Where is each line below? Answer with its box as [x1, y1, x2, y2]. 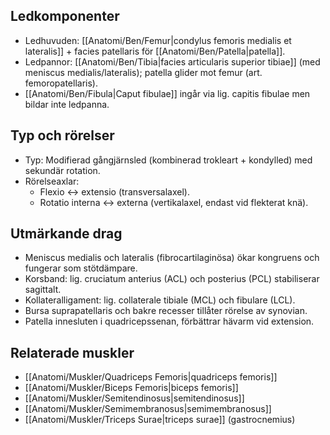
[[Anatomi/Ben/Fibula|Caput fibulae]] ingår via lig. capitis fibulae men [24, 87, 311, 99]
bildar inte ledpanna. [24, 98, 110, 110]
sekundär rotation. [24, 164, 101, 176]
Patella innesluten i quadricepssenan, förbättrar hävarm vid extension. [24, 315, 315, 328]
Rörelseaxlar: [24, 175, 80, 187]
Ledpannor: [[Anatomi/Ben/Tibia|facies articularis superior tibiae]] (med [24, 55, 321, 68]
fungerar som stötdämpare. [24, 262, 138, 274]
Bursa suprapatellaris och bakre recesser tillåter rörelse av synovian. [24, 305, 308, 317]
